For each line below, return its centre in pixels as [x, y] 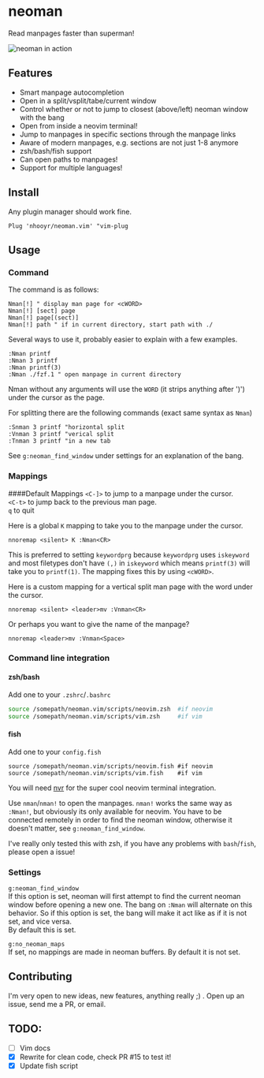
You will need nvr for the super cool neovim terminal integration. [112, 788]
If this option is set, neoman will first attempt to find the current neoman [125, 896]
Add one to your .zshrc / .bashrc [59, 694]
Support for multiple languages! [71, 167]
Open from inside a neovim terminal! [78, 125]
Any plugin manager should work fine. [70, 211]
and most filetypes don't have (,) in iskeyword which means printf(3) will [129, 563]
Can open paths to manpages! [69, 159]
